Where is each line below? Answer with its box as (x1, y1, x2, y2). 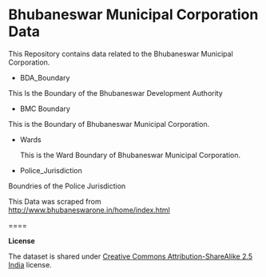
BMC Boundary (19, 104, 70, 113)
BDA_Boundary (19, 73, 70, 82)
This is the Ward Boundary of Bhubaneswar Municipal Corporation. (19, 150, 241, 160)
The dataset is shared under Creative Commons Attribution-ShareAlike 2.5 (8, 251, 253, 261)
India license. (8, 259, 52, 269)
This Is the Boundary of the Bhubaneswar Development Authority (8, 88, 224, 97)
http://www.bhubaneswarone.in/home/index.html (8, 205, 170, 215)
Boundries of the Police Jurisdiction (8, 181, 126, 191)
